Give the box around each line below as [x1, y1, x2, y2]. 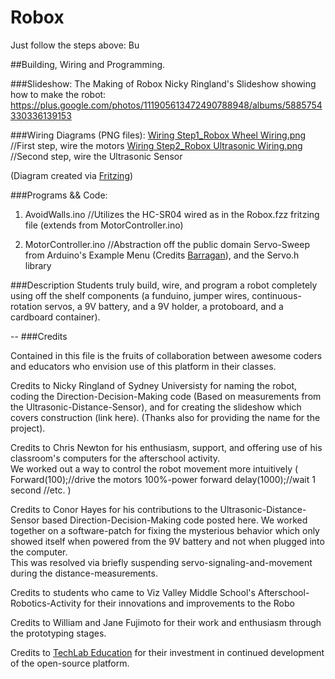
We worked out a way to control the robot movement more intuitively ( [10, 462, 299, 475]
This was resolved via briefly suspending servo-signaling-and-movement [10, 556, 313, 568]
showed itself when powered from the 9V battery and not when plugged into [10, 535, 325, 547]
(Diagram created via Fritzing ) [10, 169, 134, 181]
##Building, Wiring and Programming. [10, 58, 166, 70]
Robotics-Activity [10, 597, 82, 609]
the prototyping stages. [10, 627, 107, 639]
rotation [10, 300, 43, 312]
